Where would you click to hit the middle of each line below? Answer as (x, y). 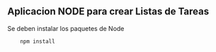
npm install (38, 41)
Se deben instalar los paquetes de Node (66, 28)
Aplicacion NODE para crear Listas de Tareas (108, 12)
